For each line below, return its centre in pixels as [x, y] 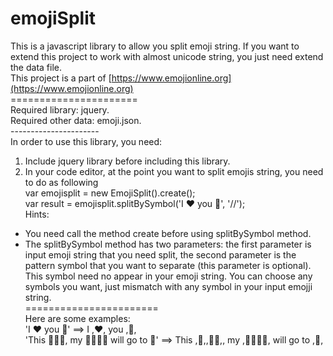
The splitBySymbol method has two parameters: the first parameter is [168, 244]
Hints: [37, 214]
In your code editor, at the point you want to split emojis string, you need [174, 171]
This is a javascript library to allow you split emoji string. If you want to [155, 46]
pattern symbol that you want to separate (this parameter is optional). [168, 265]
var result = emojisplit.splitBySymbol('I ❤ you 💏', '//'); [135, 203]
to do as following [61, 182]
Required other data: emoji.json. [76, 120]
